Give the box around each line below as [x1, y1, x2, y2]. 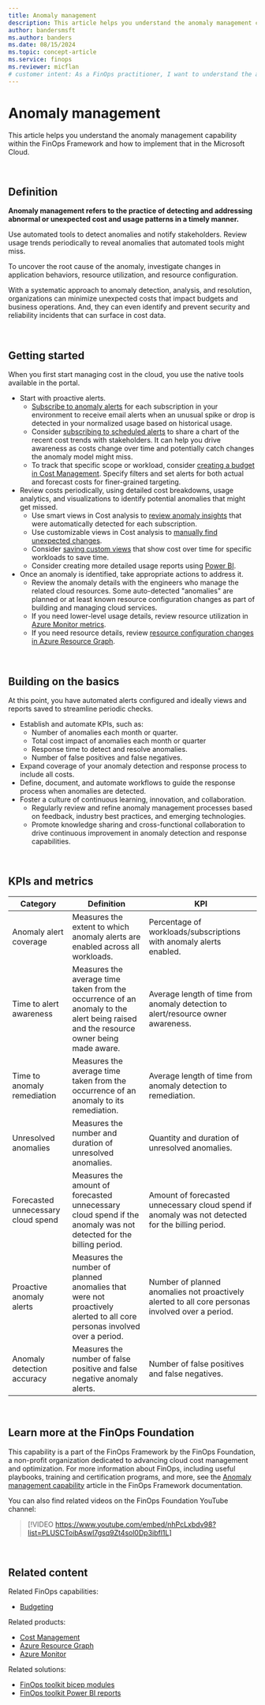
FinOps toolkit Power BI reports [19, 1688, 121, 1698]
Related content [8, 1566, 88, 1580]
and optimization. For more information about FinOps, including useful [8, 1464, 236, 1473]
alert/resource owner [148, 1008, 227, 1019]
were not [72, 1291, 105, 1302]
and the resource [72, 1023, 136, 1034]
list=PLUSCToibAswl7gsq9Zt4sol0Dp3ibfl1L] [27, 1527, 172, 1537]
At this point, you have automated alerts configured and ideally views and [8, 696, 247, 705]
